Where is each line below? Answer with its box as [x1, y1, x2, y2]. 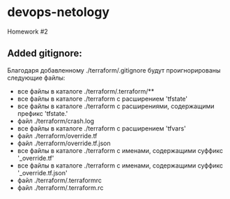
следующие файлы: [7, 73, 66, 82]
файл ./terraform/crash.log [17, 117, 95, 125]
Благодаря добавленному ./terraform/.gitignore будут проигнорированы [7, 66, 221, 74]
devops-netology [7, 4, 110, 20]
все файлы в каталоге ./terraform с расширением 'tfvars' [17, 124, 186, 133]
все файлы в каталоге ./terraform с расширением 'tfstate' [17, 94, 188, 103]
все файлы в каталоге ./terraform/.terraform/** [17, 87, 155, 95]
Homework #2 [7, 27, 49, 36]
